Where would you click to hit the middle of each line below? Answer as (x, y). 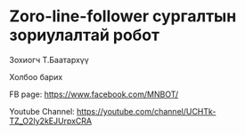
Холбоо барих (36, 76)
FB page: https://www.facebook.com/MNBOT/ (94, 94)
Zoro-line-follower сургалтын (123, 16)
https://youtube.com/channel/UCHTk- (147, 111)
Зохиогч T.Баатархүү (49, 60)
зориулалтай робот (85, 35)
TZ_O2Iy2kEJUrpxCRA (50, 121)
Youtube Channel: (42, 111)
